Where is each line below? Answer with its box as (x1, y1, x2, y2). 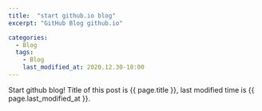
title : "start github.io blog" (8, 11, 116, 20)
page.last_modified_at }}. (8, 93, 91, 103)
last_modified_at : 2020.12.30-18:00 (22, 63, 145, 72)
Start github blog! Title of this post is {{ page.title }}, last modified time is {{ (8, 85, 255, 94)
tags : (15, 49, 34, 57)
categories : (8, 34, 48, 42)
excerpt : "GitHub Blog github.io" (8, 19, 124, 27)
